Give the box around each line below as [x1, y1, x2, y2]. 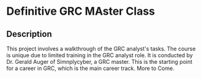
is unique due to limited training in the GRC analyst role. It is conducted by [6, 52, 193, 59]
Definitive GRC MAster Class [6, 4, 155, 18]
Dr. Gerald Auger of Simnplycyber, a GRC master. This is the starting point [6, 58, 193, 65]
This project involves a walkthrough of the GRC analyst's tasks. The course [6, 45, 196, 52]
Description [6, 29, 52, 39]
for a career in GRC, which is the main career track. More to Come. [6, 64, 174, 72]
